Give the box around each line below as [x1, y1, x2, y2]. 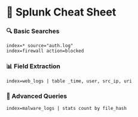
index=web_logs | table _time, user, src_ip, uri [6, 78, 133, 84]
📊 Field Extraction [6, 62, 61, 70]
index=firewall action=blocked [6, 48, 84, 54]
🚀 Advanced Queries [6, 92, 68, 100]
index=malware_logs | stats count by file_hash [6, 106, 127, 112]
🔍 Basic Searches [6, 27, 60, 35]
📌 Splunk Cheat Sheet [6, 5, 116, 19]
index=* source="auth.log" [6, 43, 73, 49]
